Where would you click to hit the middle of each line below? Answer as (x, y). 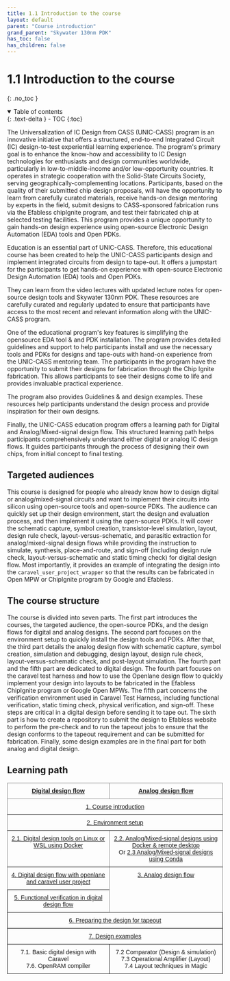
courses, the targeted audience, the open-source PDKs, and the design (108, 624)
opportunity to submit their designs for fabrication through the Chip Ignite (111, 368)
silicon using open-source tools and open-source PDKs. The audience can (112, 506)
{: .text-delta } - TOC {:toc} (45, 119)
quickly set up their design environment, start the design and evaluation (108, 513)
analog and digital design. (43, 748)
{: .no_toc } (23, 98)
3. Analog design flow (166, 875)
